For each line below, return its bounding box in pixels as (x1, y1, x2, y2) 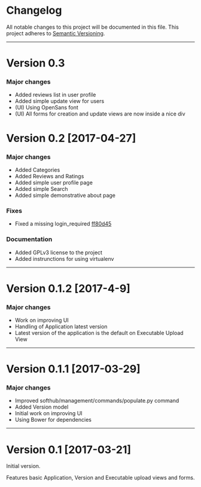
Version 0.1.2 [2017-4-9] (6, 282, 130, 295)
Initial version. (6, 462, 41, 470)
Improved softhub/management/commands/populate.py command (14, 397, 179, 404)
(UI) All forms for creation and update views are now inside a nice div (14, 110, 185, 117)
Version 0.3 (6, 56, 65, 70)
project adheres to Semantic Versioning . (6, 29, 105, 36)
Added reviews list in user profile (14, 91, 96, 99)
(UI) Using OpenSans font (14, 104, 79, 111)
